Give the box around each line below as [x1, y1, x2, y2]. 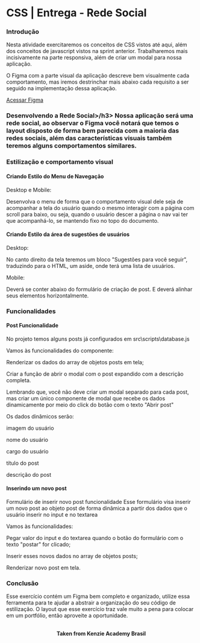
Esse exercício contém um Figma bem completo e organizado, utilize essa [6, 593, 190, 600]
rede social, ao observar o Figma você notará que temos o [6, 119, 179, 128]
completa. [6, 376, 31, 384]
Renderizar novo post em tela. [6, 564, 81, 571]
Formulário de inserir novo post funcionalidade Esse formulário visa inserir [6, 499, 191, 506]
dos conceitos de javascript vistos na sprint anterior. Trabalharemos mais [6, 48, 188, 55]
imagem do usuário [6, 424, 54, 432]
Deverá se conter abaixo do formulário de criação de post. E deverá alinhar [6, 285, 193, 293]
